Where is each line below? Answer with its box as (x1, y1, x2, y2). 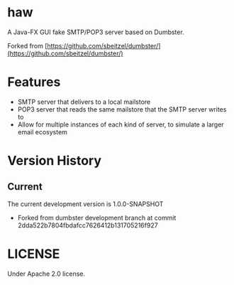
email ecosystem (17, 127, 67, 136)
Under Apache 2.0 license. (7, 269, 86, 278)
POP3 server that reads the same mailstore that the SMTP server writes (17, 104, 227, 114)
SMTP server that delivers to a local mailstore (17, 97, 151, 106)
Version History (7, 153, 101, 169)
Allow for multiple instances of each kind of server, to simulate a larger (17, 120, 225, 129)
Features (7, 74, 61, 90)
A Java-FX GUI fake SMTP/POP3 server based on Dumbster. (7, 28, 184, 36)
